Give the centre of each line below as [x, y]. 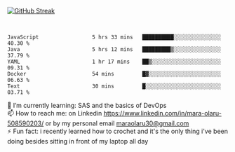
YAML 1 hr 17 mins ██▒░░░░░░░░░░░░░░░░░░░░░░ [114, 62]
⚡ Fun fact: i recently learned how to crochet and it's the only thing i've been [117, 131]
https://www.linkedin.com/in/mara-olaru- [163, 113]
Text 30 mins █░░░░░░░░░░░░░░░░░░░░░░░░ [114, 86]
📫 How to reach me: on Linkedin [55, 113]
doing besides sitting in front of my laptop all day [78, 141]
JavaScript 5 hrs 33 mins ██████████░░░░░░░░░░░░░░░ [114, 37]
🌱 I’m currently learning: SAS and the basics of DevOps [87, 105]
